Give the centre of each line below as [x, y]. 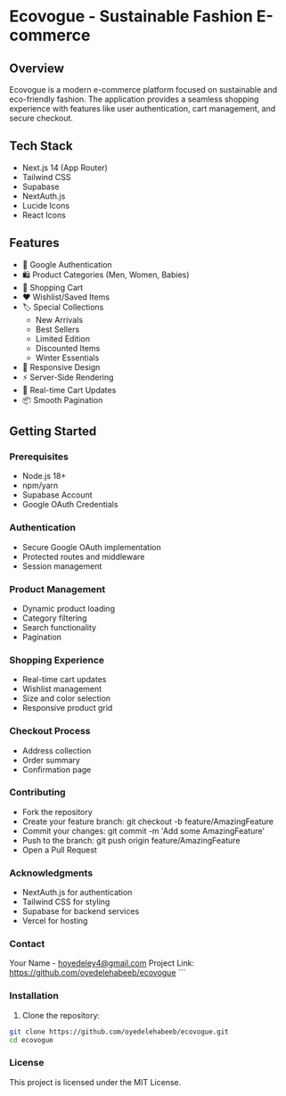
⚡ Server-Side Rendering [68, 377]
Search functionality [59, 627]
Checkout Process [50, 731]
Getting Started [53, 431]
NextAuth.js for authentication [77, 893]
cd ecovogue [31, 1040]
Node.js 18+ [44, 476]
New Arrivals [59, 319]
